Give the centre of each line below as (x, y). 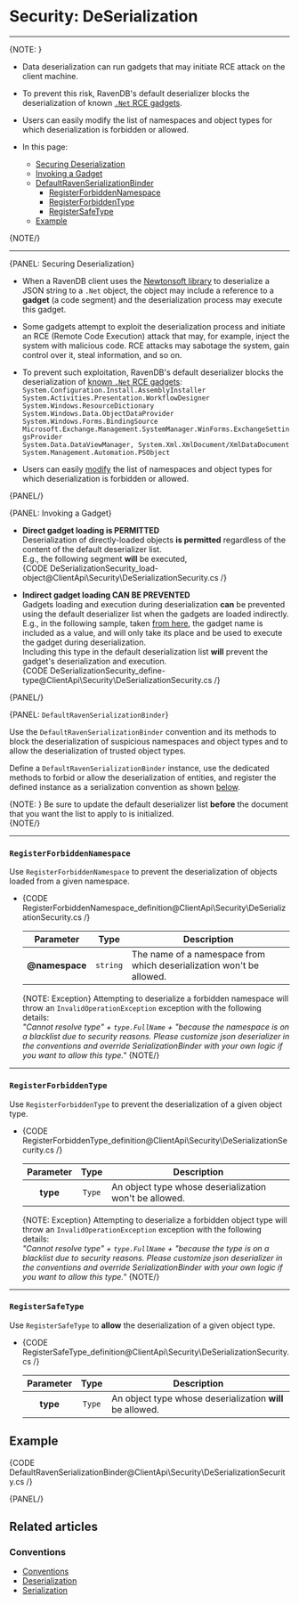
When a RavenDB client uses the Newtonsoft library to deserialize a (145, 281)
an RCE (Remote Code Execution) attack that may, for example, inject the (156, 336)
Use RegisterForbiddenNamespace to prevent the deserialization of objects (143, 872)
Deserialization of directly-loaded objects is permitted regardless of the (154, 540)
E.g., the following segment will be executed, (105, 558)
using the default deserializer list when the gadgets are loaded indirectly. (155, 614)
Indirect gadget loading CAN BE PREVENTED (106, 595)
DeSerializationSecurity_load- (104, 568)
